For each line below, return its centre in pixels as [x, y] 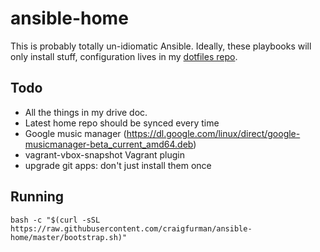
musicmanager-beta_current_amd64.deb [109, 144]
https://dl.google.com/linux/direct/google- [213, 133]
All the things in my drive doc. [86, 112]
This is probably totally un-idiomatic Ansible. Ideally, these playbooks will [161, 46]
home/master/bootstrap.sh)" [69, 237]
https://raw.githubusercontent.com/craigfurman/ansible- [131, 228]
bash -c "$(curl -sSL [55, 220]
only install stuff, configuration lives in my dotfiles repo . [124, 56]
